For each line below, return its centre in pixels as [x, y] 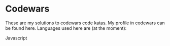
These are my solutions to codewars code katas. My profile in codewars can [85, 23]
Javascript [16, 38]
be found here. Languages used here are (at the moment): [66, 28]
